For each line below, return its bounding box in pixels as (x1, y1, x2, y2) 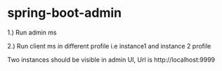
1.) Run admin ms (7, 28, 58, 37)
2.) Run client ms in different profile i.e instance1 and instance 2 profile (7, 41, 211, 50)
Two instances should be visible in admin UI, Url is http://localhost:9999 (7, 55, 216, 64)
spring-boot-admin (7, 5, 122, 21)
